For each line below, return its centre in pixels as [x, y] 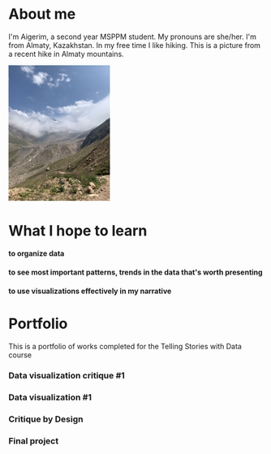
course [20, 355]
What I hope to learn [78, 230]
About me [42, 14]
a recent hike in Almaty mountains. [66, 54]
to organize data [37, 253]
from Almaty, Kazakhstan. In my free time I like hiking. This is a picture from [135, 45]
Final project [34, 441]
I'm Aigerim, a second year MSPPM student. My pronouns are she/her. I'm [133, 37]
